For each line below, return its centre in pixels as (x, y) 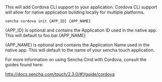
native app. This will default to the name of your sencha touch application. (80, 50)
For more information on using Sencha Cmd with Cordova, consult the (76, 60)
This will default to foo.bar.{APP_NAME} (45, 35)
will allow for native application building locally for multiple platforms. (75, 12)
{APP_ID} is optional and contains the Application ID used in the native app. (81, 30)
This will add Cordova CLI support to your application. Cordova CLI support (81, 7)
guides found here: (24, 65)
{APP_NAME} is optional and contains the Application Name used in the (77, 45)
